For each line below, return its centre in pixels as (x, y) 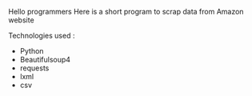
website (21, 20)
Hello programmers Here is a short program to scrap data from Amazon (126, 12)
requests (34, 68)
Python (32, 51)
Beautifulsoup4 (45, 60)
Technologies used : (42, 36)
